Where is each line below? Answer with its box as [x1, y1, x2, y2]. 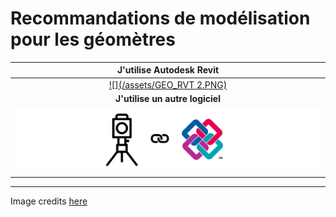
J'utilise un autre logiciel [115, 92, 221, 104]
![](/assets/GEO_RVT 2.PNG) [108, 78, 228, 91]
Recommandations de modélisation [10, 7, 311, 30]
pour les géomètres [10, 28, 176, 51]
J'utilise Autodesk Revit [116, 64, 220, 76]
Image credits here [10, 195, 88, 207]
